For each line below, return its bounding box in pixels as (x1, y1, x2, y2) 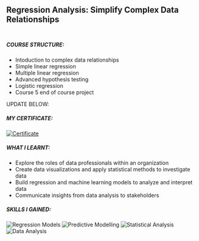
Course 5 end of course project (15, 88, 94, 96)
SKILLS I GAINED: (6, 206, 52, 213)
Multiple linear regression (15, 70, 79, 77)
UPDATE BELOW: (6, 101, 49, 108)
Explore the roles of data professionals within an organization (15, 159, 169, 167)
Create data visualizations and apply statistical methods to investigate (15, 166, 190, 173)
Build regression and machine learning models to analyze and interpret (15, 179, 193, 186)
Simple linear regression (15, 63, 76, 70)
